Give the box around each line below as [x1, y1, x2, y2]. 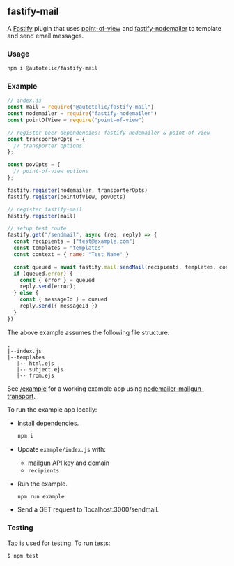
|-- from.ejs [16, 372, 54, 379]
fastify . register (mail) [7, 212, 77, 219]
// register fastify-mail [7, 206, 82, 213]
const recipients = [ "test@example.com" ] [13, 238, 136, 245]
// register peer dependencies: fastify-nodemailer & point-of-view [7, 129, 210, 136]
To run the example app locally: [7, 405, 97, 414]
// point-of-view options [13, 167, 89, 175]
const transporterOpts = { [7, 135, 86, 142]
